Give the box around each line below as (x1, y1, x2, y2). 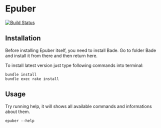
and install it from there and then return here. (5, 52, 98, 58)
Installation (5, 34, 41, 42)
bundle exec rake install (5, 76, 59, 81)
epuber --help (5, 118, 35, 123)
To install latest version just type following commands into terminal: (5, 62, 144, 68)
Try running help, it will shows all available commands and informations (5, 103, 152, 109)
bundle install (5, 72, 37, 77)
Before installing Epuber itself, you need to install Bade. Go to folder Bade (5, 47, 156, 53)
